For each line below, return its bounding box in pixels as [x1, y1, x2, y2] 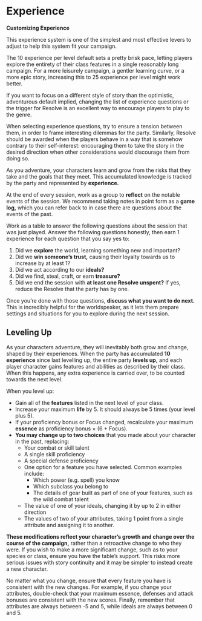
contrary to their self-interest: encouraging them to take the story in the [6, 142, 184, 149]
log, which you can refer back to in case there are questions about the [6, 204, 182, 211]
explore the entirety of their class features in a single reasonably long [6, 61, 179, 68]
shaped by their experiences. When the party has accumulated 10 [6, 350, 171, 357]
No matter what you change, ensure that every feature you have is [6, 577, 171, 584]
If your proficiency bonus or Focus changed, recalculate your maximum [15, 418, 194, 425]
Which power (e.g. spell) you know [33, 476, 120, 484]
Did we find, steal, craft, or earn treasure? [15, 272, 120, 280]
